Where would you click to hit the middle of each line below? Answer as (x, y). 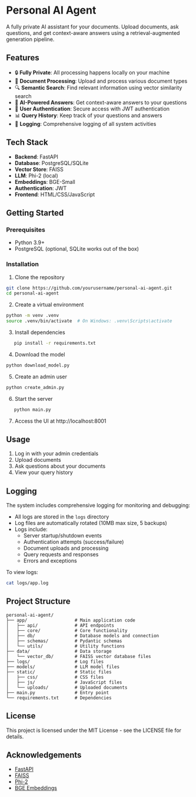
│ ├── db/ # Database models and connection (83, 636)
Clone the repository (39, 277)
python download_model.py (38, 365)
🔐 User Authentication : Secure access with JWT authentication (92, 108)
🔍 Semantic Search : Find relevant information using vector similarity (98, 88)
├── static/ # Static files (59, 672)
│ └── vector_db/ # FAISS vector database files (79, 656)
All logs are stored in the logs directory (62, 517)
